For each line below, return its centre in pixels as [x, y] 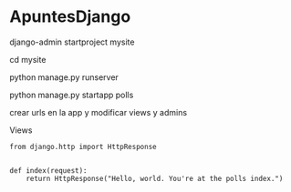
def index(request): [49, 170]
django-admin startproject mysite [72, 42]
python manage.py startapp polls [72, 95]
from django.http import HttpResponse [83, 147]
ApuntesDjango [70, 17]
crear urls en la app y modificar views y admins [99, 112]
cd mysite [28, 59]
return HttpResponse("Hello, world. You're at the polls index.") [155, 178]
